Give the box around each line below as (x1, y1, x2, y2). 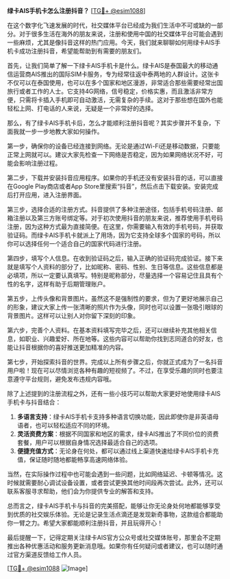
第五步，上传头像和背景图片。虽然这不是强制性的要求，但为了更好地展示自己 (7, 295, 223, 302)
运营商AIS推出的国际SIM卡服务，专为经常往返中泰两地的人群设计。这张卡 (12, 70, 220, 78)
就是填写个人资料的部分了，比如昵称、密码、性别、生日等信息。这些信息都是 (7, 263, 223, 271)
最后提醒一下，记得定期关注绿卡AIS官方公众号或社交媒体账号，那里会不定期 (7, 534, 221, 541)
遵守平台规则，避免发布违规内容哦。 (12, 375, 115, 383)
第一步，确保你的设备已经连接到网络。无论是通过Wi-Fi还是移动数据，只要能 (7, 142, 220, 150)
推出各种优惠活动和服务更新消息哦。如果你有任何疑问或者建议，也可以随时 (7, 542, 217, 550)
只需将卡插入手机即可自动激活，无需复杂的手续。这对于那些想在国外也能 (18, 96, 223, 103)
